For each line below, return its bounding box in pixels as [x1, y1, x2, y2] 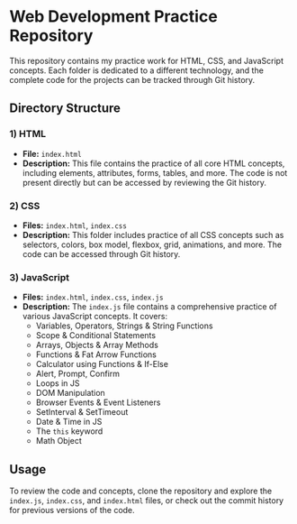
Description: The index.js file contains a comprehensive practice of [22, 301, 277, 312]
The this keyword [35, 426, 103, 437]
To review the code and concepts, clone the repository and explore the [9, 485, 273, 497]
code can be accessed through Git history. [22, 248, 181, 259]
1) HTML [9, 128, 47, 141]
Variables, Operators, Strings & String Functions [35, 320, 213, 331]
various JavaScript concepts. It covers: [22, 311, 168, 322]
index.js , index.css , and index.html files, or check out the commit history [9, 495, 284, 506]
